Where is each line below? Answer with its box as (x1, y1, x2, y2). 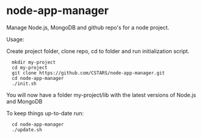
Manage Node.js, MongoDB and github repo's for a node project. (6, 24, 170, 31)
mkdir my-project (12, 59, 56, 65)
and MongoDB (6, 98, 43, 105)
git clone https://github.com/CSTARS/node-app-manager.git (12, 69, 165, 76)
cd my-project (12, 65, 48, 71)
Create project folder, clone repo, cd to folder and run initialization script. (6, 47, 190, 55)
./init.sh (12, 80, 37, 87)
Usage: (6, 35, 24, 43)
